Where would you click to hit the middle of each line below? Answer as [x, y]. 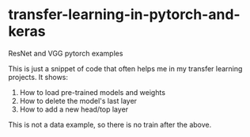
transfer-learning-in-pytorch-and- [124, 15]
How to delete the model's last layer [78, 101]
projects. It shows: [38, 77]
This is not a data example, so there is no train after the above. [110, 124]
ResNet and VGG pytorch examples [66, 53]
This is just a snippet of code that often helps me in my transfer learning [125, 68]
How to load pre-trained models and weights [93, 92]
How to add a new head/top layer [74, 109]
